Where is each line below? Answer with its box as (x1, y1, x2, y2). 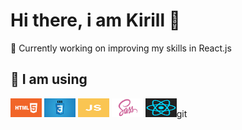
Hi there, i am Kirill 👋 (10, 9, 181, 32)
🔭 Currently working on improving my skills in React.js (10, 42, 232, 54)
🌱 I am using (10, 71, 88, 88)
